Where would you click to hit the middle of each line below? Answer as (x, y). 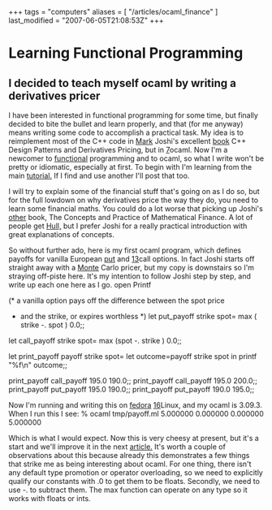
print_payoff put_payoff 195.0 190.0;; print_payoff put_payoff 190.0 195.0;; (132, 389)
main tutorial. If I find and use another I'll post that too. (99, 175)
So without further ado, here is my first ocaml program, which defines (125, 250)
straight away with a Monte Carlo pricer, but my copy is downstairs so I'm (131, 268)
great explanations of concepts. (62, 234)
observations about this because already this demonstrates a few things (129, 455)
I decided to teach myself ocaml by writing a (123, 83)
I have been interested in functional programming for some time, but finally (133, 115)
